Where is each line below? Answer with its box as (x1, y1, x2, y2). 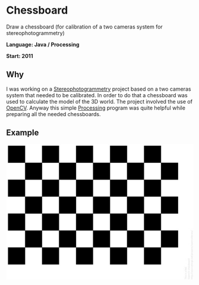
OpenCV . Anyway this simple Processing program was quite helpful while (6, 104, 186, 111)
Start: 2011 (6, 52, 33, 59)
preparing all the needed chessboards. (6, 110, 101, 117)
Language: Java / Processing (6, 41, 80, 48)
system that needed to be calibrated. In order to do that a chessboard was (6, 91, 188, 98)
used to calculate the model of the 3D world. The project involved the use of (6, 98, 193, 105)
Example (6, 128, 39, 138)
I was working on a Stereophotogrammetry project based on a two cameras (6, 85, 191, 92)
